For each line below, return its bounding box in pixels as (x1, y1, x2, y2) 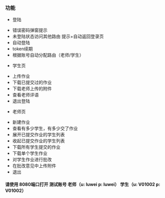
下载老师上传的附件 (12, 86, 52, 92)
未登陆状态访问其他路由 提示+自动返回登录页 (12, 33, 104, 39)
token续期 (12, 46, 33, 52)
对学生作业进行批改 (12, 157, 52, 163)
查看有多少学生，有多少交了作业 (12, 125, 78, 131)
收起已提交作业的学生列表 (12, 138, 65, 144)
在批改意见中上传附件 (12, 163, 56, 169)
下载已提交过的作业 (12, 80, 52, 86)
